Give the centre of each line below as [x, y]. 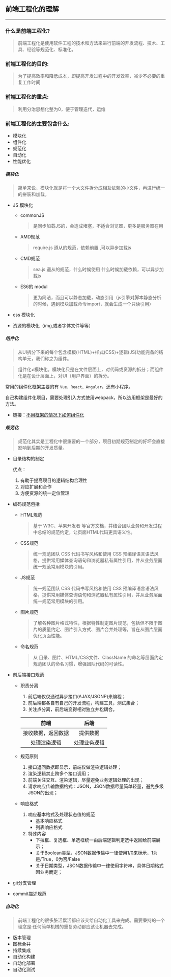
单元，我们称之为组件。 [47, 358]
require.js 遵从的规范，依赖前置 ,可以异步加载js [82, 248]
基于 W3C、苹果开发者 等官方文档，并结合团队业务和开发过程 [97, 525]
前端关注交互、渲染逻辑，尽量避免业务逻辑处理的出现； [86, 780]
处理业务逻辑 [89, 742]
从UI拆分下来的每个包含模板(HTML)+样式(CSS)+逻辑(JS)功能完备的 [88, 352]
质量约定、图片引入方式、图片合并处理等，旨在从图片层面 [102, 629]
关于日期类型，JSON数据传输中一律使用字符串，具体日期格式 [99, 865]
